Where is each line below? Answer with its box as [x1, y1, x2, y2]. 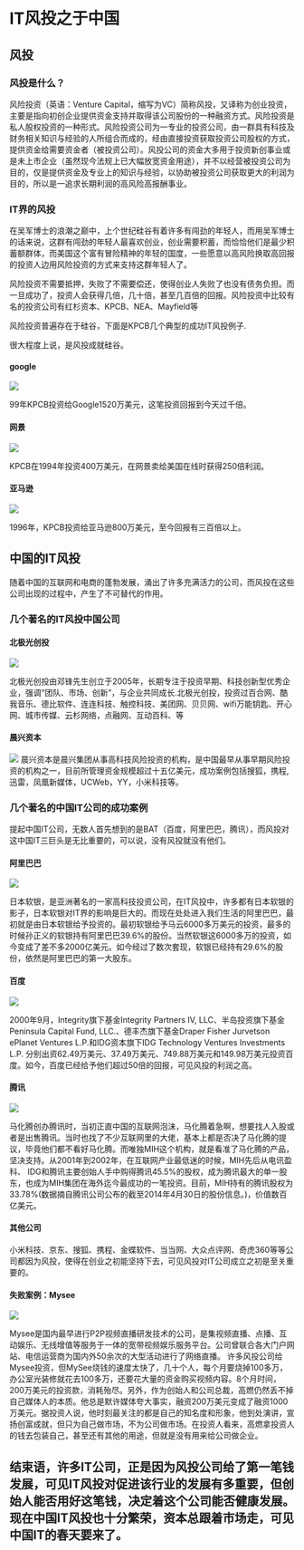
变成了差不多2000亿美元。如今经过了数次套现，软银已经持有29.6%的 [16, 941, 276, 952]
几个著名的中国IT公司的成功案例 [9, 801, 148, 814]
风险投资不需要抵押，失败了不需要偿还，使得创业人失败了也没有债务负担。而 [9, 278, 295, 290]
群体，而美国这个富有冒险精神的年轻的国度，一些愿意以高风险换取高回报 [24, 248, 295, 259]
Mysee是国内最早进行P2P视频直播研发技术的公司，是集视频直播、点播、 [9, 1328, 280, 1339]
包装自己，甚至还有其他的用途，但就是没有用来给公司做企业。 [33, 1430, 263, 1441]
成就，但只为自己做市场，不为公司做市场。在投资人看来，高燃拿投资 [33, 1419, 287, 1430]
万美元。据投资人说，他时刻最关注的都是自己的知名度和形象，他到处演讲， [9, 1408, 287, 1419]
